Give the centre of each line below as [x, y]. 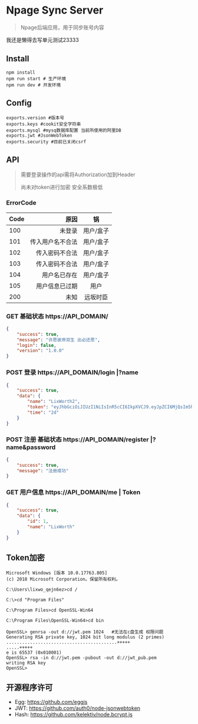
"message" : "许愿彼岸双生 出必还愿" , [58, 340]
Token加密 [26, 558]
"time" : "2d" [43, 412]
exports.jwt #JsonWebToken [39, 135]
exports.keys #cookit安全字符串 [44, 124]
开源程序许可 [29, 687]
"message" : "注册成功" [43, 471]
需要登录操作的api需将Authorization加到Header [78, 175]
